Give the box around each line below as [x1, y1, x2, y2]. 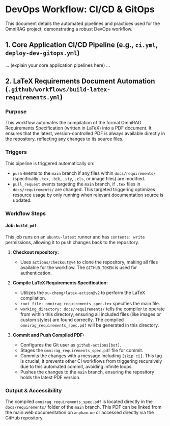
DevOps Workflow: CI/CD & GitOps [5, 4, 155, 15]
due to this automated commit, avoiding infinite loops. [20, 363, 133, 369]
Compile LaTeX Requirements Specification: [12, 279, 108, 286]
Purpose [5, 108, 27, 115]
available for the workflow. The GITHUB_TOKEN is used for [20, 264, 137, 271]
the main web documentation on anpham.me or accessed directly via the [5, 409, 154, 416]
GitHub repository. [5, 415, 44, 421]
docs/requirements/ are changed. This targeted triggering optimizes [12, 186, 155, 192]
